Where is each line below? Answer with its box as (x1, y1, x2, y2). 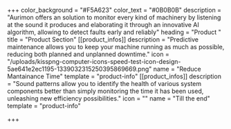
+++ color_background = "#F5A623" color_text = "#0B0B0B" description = (7, 6, 222, 14)
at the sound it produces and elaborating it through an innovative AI (7, 21, 199, 28)
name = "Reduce (153, 65, 202, 73)
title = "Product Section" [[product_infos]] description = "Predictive (7, 35, 199, 44)
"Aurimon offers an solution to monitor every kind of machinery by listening (7, 13, 221, 21)
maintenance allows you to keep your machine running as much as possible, (7, 43, 225, 51)
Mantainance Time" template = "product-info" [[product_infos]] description (7, 72, 221, 80)
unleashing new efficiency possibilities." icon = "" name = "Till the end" (7, 94, 211, 103)
